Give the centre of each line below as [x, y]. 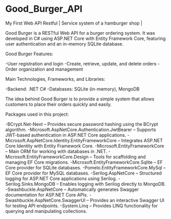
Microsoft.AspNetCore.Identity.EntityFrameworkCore [61, 140]
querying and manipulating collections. [46, 211]
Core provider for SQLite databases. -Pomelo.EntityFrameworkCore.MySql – [85, 167]
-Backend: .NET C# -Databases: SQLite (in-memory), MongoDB [72, 89]
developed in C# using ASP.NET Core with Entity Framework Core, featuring [85, 38]
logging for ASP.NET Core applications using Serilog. [61, 178]
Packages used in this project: [37, 114]
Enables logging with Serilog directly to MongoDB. [113, 184]
